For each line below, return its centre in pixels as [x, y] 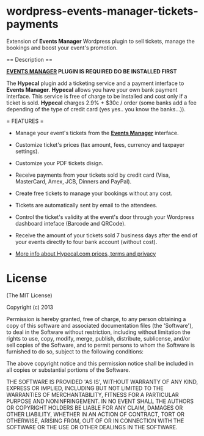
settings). [27, 151]
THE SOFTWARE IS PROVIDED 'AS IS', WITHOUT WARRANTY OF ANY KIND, [102, 382]
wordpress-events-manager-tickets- [102, 11]
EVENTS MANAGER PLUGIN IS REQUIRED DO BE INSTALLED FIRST [92, 71]
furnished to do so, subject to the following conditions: [75, 351]
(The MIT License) [30, 295]
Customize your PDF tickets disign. [59, 163]
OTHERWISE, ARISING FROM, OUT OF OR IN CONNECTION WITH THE [95, 421]
